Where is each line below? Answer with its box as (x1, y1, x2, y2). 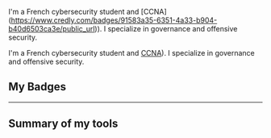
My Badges (8, 80, 67, 94)
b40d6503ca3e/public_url (8, 24, 95, 33)
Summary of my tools (8, 117, 119, 131)
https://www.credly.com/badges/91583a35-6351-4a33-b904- (10, 15, 218, 25)
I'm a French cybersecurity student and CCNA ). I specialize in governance (8, 48, 256, 57)
